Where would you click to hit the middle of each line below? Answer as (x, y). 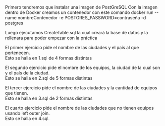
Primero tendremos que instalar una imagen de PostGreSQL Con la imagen (81, 7)
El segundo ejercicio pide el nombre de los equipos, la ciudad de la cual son (82, 67)
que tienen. (17, 93)
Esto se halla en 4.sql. (27, 118)
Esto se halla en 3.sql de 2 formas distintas (49, 98)
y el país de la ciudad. (27, 73)
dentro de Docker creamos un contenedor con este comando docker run (79, 12)
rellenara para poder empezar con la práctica (51, 38)
